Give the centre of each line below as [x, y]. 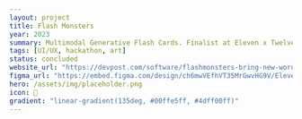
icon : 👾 [24, 92]
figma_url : [30, 76]
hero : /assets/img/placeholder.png [76, 84]
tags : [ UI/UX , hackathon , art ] [68, 51]
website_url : [34, 68]
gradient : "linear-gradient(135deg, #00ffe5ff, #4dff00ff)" [124, 101]
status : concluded [44, 59]
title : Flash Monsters [52, 26]
